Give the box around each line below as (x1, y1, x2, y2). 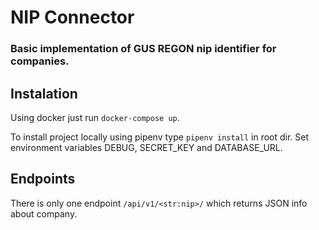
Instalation (10, 85, 78, 102)
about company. (10, 207, 78, 220)
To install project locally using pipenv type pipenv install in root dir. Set (10, 131, 310, 143)
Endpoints (10, 171, 76, 188)
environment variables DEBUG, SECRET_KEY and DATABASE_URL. (10, 141, 283, 153)
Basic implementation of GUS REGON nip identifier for (10, 42, 277, 56)
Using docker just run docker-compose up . (10, 111, 180, 123)
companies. (10, 54, 70, 68)
